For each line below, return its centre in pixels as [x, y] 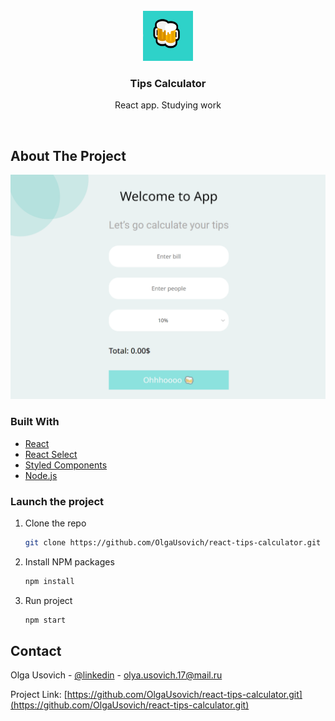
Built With [35, 422]
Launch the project [57, 501]
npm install [49, 581]
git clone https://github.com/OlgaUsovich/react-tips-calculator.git [173, 543]
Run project [48, 600]
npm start [45, 620]
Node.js [41, 475]
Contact [36, 651]
